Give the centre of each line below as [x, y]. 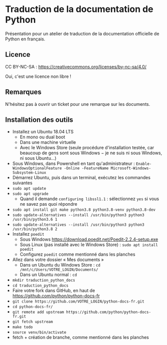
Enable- [144, 164]
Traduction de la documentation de [79, 9]
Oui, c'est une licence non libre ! [38, 76]
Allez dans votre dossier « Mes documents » [58, 260]
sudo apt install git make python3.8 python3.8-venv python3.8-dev [84, 210]
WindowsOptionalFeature [37, 168]
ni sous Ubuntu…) [38, 158]
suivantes [22, 183]
